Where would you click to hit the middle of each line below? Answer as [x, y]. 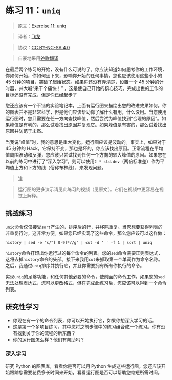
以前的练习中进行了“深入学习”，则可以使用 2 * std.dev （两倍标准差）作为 [83, 161]
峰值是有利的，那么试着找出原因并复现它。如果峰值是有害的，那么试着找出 [88, 125]
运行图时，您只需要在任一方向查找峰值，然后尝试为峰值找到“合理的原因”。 [84, 118]
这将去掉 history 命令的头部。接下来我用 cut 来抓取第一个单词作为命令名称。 [84, 259]
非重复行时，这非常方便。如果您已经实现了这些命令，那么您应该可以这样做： [86, 233]
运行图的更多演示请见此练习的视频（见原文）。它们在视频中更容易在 [89, 189]
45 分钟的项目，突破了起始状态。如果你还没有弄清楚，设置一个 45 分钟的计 [84, 82]
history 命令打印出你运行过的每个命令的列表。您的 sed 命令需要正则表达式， [84, 253]
